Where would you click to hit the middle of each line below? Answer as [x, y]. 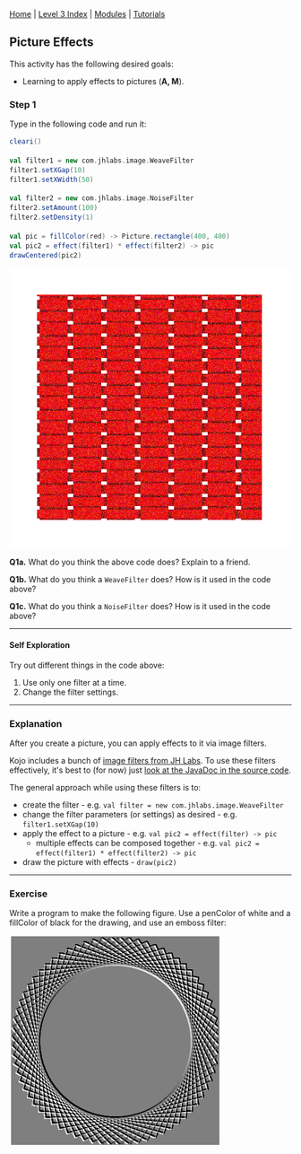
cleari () [26, 142]
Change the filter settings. [70, 692]
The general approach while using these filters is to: [105, 787]
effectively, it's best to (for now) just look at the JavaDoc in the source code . [150, 770]
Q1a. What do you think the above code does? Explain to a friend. [130, 562]
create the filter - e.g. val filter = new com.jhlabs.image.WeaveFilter [153, 804]
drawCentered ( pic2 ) [46, 255]
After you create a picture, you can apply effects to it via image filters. [138, 743]
